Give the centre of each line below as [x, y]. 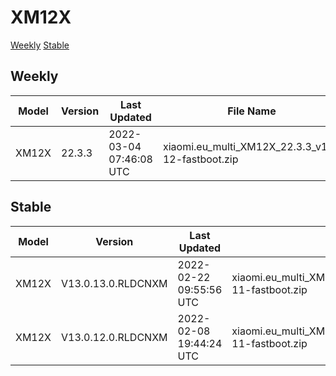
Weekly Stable [40, 45]
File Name [252, 111]
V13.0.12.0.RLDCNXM [114, 337]
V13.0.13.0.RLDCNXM [114, 283]
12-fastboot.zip [200, 159]
